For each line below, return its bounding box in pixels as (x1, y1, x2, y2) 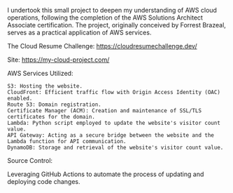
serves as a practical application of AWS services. (7, 28, 152, 36)
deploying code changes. (7, 178, 80, 185)
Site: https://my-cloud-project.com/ (7, 55, 110, 64)
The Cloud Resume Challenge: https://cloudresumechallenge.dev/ (7, 42, 197, 50)
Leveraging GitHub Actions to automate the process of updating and (7, 170, 204, 178)
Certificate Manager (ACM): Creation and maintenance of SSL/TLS (7, 107, 202, 114)
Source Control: (7, 157, 53, 164)
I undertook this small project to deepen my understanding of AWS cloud (7, 6, 217, 14)
